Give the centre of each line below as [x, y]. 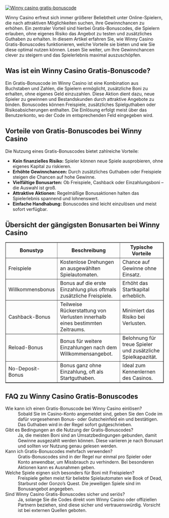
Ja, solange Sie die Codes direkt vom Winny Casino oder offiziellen [87, 500]
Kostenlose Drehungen [87, 262]
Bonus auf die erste [83, 283]
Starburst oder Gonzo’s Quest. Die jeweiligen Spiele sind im [79, 484]
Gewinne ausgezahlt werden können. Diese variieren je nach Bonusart [91, 441]
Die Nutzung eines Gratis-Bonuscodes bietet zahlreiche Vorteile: [72, 151]
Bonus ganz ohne [81, 366]
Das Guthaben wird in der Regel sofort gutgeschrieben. [75, 425]
